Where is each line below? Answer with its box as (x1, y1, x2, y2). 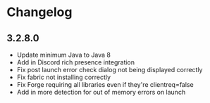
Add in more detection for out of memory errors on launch (16, 88, 186, 96)
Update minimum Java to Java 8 (16, 50, 111, 59)
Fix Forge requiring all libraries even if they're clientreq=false (16, 81, 194, 88)
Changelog (6, 4, 73, 20)
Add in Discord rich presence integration (16, 58, 135, 67)
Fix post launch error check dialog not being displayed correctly (16, 66, 203, 74)
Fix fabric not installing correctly (16, 73, 111, 81)
